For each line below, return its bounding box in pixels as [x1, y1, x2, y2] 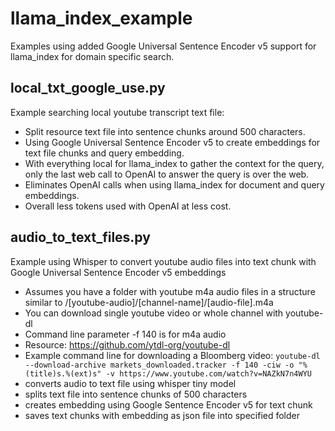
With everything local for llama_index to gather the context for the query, [24, 157, 325, 169]
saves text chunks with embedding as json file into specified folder [24, 409, 301, 421]
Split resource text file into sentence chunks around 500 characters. [24, 125, 306, 137]
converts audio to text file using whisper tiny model [24, 377, 237, 389]
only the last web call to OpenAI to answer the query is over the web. [24, 168, 310, 180]
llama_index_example [10, 7, 193, 30]
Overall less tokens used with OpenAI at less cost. [24, 200, 232, 212]
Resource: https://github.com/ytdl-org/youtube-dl [24, 338, 231, 351]
